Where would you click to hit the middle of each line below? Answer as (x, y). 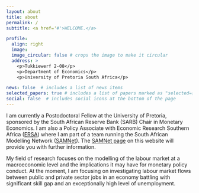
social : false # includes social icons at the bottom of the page (91, 99)
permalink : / (22, 22)
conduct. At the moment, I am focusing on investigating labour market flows (99, 171)
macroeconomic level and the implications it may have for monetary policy (97, 164)
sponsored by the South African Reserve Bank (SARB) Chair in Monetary (94, 122)
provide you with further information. (51, 147)
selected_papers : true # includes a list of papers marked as (84, 93)
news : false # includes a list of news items (65, 88)
